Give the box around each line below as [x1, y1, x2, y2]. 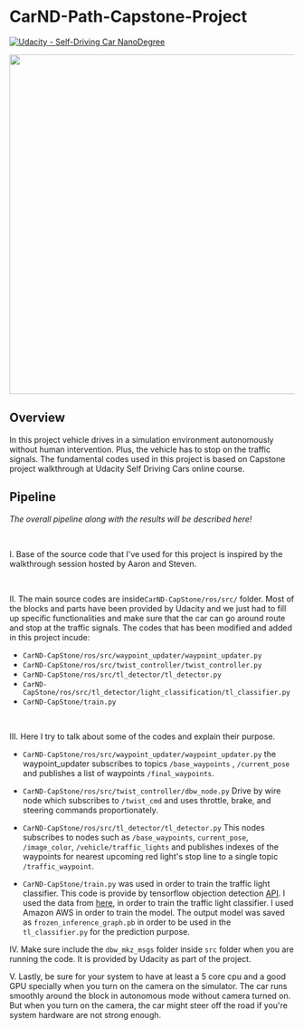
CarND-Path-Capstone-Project [9, 6, 248, 27]
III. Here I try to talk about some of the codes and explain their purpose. [9, 731, 276, 742]
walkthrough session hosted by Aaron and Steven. [9, 558, 197, 569]
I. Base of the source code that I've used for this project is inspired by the [9, 548, 283, 559]
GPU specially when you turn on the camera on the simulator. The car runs [9, 980, 288, 991]
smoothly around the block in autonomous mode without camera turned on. [9, 990, 291, 1001]
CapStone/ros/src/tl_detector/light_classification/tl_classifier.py [22, 688, 291, 697]
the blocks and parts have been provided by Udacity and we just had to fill [9, 602, 287, 613]
